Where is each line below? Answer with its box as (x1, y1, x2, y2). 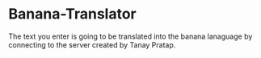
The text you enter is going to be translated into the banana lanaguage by (8, 31, 253, 41)
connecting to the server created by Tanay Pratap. (8, 39, 176, 49)
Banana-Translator (8, 5, 137, 23)
